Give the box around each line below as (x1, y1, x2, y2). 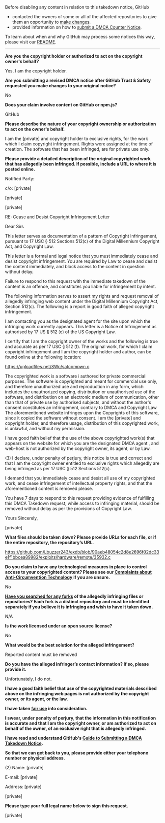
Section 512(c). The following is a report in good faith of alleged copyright (5, 304, 154, 309)
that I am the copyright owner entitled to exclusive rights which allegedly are (5, 460, 160, 466)
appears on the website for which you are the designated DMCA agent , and (5, 441, 159, 446)
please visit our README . (5, 39, 56, 45)
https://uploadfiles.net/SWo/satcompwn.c (5, 364, 90, 369)
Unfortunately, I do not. (5, 676, 52, 682)
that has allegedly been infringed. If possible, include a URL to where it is (5, 161, 157, 167)
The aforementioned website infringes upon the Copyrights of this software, (5, 410, 159, 415)
